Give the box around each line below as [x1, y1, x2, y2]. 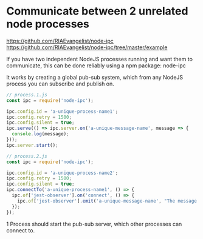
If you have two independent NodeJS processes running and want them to [6, 55, 193, 62]
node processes [6, 17, 89, 31]
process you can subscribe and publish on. [6, 80, 114, 87]
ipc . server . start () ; [6, 142, 59, 148]
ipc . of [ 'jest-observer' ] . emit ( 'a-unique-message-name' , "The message [17, 198, 198, 204]
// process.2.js [6, 153, 47, 159]
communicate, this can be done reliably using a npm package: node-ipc [6, 62, 187, 69]
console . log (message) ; [12, 131, 69, 137]
